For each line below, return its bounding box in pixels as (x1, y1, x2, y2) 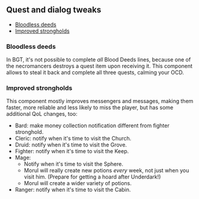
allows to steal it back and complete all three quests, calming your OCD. (6, 69, 185, 76)
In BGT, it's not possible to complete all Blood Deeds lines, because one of (6, 56, 191, 63)
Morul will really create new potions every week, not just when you (23, 167, 189, 174)
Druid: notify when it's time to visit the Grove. (14, 141, 127, 148)
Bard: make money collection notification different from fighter (14, 122, 170, 129)
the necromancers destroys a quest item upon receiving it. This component (6, 63, 193, 70)
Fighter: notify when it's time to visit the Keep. (14, 148, 129, 155)
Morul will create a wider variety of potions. (23, 180, 132, 187)
